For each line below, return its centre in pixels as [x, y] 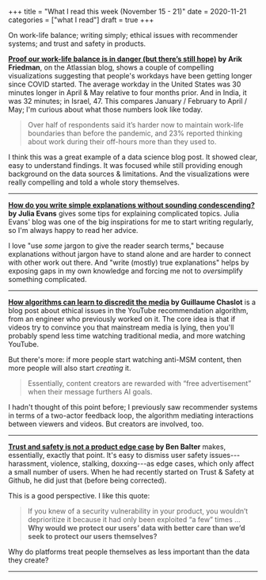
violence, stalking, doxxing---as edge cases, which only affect [152, 464]
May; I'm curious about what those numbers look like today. [106, 109]
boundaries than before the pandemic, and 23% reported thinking [135, 133]
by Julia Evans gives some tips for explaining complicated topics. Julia [124, 214]
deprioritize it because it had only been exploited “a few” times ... [134, 519]
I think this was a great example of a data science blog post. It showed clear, [133, 157]
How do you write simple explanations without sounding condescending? [132, 205]
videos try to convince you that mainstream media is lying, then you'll [121, 327]
